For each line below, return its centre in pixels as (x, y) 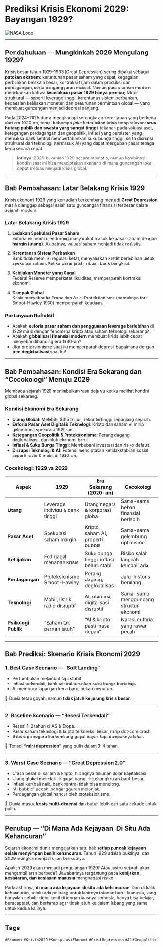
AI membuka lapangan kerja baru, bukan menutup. (63, 689)
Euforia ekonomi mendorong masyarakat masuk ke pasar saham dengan (84, 238)
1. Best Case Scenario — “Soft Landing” (53, 668)
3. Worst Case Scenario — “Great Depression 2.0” (65, 763)
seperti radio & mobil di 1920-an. (45, 456)
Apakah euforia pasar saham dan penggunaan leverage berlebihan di (83, 326)
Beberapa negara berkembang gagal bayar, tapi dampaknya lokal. (78, 736)
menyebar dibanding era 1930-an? (47, 342)
